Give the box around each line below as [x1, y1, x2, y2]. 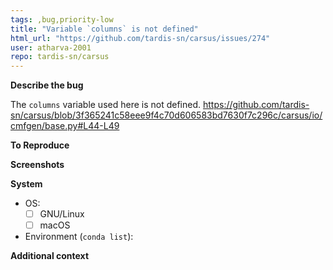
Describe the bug [10, 79, 84, 91]
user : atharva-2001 [10, 42, 92, 53]
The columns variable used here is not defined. [10, 99, 202, 111]
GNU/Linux [39, 208, 85, 220]
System [10, 178, 43, 190]
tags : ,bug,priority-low [10, 14, 114, 25]
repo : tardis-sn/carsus [10, 52, 110, 62]
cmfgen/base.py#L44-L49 [10, 120, 120, 132]
